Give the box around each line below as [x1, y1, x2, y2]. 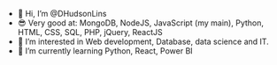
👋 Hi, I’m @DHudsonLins [17, 9, 107, 18]
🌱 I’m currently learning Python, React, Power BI [17, 46, 193, 56]
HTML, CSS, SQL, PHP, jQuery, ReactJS [17, 27, 163, 37]
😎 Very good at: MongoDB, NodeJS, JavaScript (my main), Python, [17, 18, 264, 28]
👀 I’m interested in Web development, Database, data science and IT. [17, 36, 270, 47]
